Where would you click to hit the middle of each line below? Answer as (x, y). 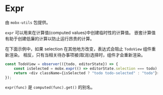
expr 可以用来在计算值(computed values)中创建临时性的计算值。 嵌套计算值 (81, 32)
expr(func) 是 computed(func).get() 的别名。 (50, 87)
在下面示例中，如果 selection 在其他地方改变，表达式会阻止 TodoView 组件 (78, 49)
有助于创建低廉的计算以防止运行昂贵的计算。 (50, 39)
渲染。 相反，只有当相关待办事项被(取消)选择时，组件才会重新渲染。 (77, 55)
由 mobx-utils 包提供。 (28, 22)
